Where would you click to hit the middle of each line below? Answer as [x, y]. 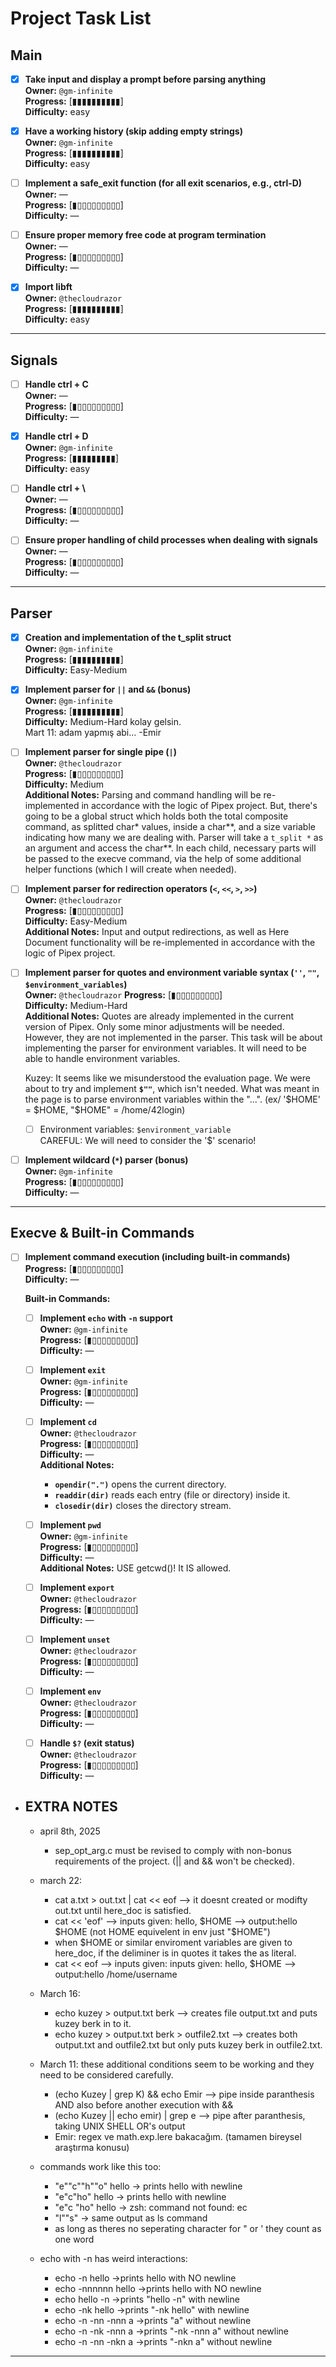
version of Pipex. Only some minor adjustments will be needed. [154, 1026]
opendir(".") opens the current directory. [140, 1484]
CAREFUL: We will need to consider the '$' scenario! [148, 1140]
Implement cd [68, 1421]
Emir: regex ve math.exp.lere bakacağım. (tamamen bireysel [178, 2136]
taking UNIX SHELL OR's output [120, 2126]
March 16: [60, 1993]
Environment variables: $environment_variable [135, 1129]
